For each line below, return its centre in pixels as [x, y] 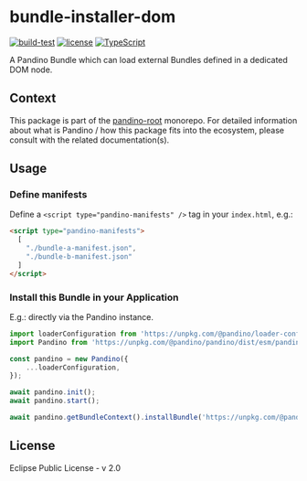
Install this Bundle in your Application [94, 297]
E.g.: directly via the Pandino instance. [81, 316]
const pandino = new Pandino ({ [69, 358]
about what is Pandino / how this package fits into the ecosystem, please [147, 130]
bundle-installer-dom [93, 17]
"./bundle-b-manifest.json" [79, 257]
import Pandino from [49, 342]
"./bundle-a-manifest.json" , [81, 249]
